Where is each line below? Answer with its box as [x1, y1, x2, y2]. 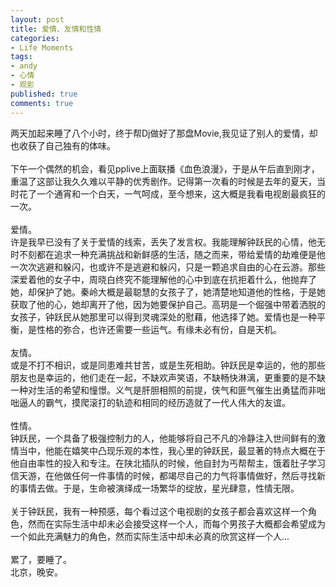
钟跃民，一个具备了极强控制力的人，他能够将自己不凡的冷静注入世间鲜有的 [10, 432, 317, 444]
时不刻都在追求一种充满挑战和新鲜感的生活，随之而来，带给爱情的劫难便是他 [10, 248, 326, 260]
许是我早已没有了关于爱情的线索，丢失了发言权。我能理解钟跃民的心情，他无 [10, 236, 326, 248]
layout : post [10, 14, 65, 25]
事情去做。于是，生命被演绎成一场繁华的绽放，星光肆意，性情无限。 [18, 482, 300, 494]
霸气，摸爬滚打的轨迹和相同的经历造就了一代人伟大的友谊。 [44, 396, 291, 408]
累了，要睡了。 [10, 553, 72, 565]
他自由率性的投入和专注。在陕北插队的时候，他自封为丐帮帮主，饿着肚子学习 [10, 457, 326, 469]
